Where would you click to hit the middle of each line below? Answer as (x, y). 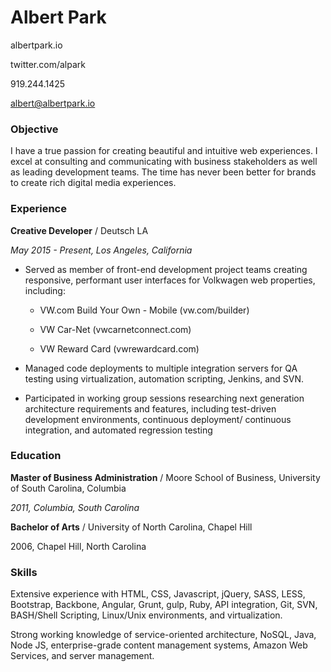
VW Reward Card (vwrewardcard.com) (119, 348)
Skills (24, 572)
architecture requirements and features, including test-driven (150, 408)
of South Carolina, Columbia (68, 488)
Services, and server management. (82, 656)
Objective (34, 129)
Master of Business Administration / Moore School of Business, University (165, 477)
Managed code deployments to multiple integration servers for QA (161, 368)
